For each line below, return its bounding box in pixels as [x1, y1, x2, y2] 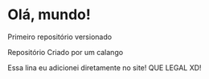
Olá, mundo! [7, 6, 92, 24]
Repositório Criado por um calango [7, 47, 124, 57]
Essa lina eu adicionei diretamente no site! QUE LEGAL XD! [7, 62, 202, 73]
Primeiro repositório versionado [7, 32, 113, 41]
